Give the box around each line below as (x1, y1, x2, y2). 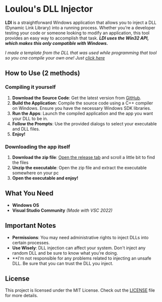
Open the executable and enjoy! (12, 175, 79, 181)
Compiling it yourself (5, 84, 56, 91)
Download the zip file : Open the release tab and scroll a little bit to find (12, 154, 155, 160)
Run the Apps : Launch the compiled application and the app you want (12, 110, 153, 116)
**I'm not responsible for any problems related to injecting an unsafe (12, 255, 151, 261)
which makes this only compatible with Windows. (5, 40, 108, 46)
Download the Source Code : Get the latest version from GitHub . (12, 95, 142, 101)
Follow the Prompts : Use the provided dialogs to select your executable (12, 121, 157, 126)
